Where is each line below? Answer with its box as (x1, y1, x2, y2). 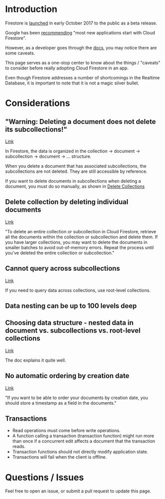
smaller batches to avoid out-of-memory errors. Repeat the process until (5, 244, 154, 250)
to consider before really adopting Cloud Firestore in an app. (5, 65, 129, 71)
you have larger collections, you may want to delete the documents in (5, 239, 148, 245)
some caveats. (5, 50, 35, 56)
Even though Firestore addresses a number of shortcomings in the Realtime (5, 74, 160, 80)
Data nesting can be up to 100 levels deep (5, 301, 137, 310)
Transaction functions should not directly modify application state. (12, 449, 148, 455)
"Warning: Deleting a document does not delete (5, 117, 156, 126)
